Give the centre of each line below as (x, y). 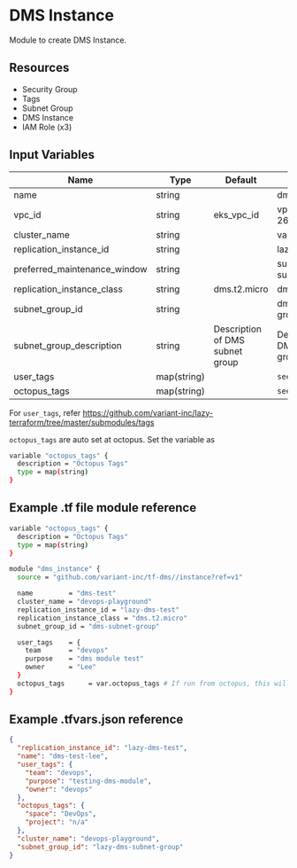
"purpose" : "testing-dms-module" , (88, 781)
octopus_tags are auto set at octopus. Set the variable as (112, 439)
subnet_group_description (68, 345)
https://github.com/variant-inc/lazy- (148, 412)
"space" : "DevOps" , (61, 814)
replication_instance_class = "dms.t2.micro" (103, 618)
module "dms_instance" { (55, 569)
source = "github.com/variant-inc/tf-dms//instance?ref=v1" (130, 577)
